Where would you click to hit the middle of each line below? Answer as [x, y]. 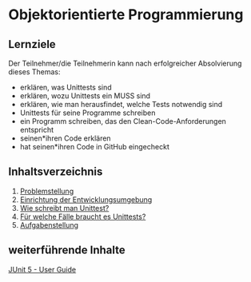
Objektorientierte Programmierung [126, 15]
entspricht [37, 130]
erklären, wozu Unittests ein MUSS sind [85, 96]
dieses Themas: [35, 72]
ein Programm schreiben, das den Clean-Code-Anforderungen [123, 121]
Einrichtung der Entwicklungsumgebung [86, 199]
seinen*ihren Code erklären [65, 138]
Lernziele [32, 44]
